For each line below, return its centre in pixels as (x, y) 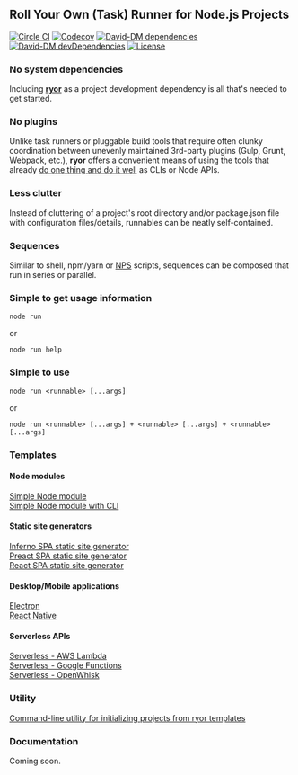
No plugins (34, 122)
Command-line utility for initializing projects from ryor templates (127, 717)
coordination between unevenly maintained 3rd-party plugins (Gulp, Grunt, (147, 151)
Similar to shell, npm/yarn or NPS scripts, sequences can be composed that (149, 265)
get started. (31, 99)
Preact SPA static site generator (68, 556)
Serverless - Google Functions (66, 665)
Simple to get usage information (81, 298)
